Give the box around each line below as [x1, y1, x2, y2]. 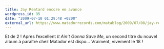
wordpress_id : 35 [5, 12, 41, 16]
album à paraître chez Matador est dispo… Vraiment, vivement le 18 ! [5, 39, 143, 45]
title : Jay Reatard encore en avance [5, 7, 82, 12]
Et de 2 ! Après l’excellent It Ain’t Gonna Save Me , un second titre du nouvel [5, 34, 157, 39]
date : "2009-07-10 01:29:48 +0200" [5, 16, 78, 21]
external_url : [5, 20, 34, 25]
